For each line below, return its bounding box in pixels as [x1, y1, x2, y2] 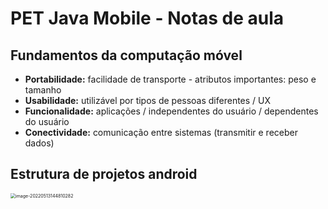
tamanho [24, 84, 62, 96]
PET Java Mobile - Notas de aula [10, 7, 285, 30]
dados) [24, 137, 55, 149]
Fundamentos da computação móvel [10, 47, 243, 64]
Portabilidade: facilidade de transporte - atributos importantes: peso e [24, 73, 317, 85]
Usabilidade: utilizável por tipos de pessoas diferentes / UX [24, 95, 272, 106]
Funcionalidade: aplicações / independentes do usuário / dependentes [24, 105, 319, 117]
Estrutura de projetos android [10, 166, 198, 183]
